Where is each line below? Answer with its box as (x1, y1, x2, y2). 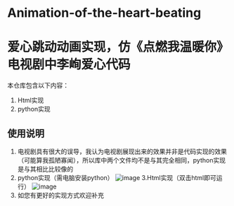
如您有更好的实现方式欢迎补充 (17, 191, 104, 199)
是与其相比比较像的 (17, 165, 74, 173)
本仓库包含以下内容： (7, 81, 69, 90)
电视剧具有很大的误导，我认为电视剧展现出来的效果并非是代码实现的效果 (17, 147, 227, 156)
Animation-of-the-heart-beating (7, 5, 202, 21)
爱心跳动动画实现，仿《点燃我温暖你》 (7, 39, 230, 55)
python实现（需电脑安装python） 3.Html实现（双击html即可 (17, 173, 216, 181)
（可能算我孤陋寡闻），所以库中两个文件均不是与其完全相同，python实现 (17, 156, 226, 164)
